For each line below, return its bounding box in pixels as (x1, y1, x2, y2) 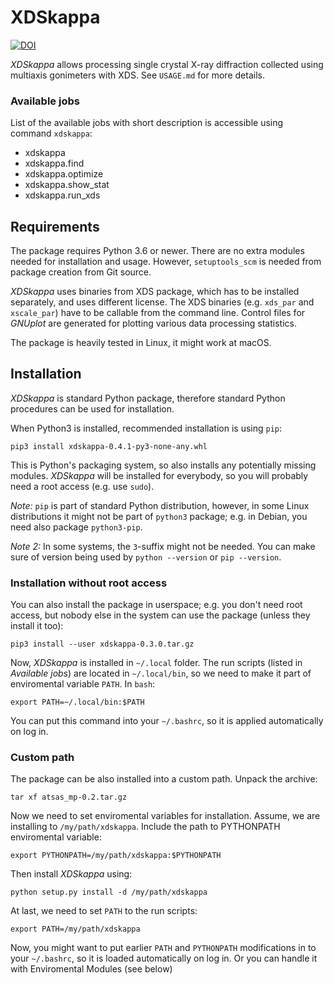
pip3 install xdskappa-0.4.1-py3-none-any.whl (10, 441, 208, 451)
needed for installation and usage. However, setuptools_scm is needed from (10, 256, 322, 268)
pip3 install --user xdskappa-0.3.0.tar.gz (10, 639, 195, 650)
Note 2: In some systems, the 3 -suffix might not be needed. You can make (10, 540, 316, 552)
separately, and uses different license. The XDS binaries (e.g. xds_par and (10, 296, 315, 308)
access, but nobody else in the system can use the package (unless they (10, 609, 311, 621)
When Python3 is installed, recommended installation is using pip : (10, 422, 283, 434)
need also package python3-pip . (10, 521, 143, 533)
